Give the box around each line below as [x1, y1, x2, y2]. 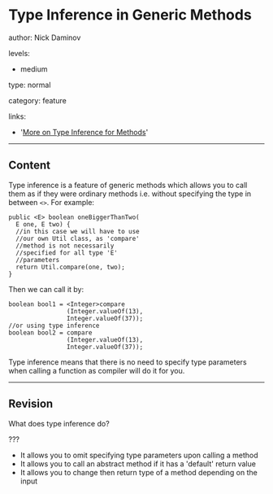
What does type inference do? [8, 418, 110, 428]
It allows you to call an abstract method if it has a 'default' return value [19, 458, 256, 469]
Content [8, 159, 51, 173]
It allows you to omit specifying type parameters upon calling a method [19, 450, 258, 460]
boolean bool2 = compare [8, 328, 93, 337]
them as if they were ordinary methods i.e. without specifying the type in [8, 189, 252, 199]
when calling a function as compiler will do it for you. [8, 365, 185, 375]
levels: [8, 48, 30, 58]
